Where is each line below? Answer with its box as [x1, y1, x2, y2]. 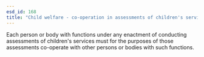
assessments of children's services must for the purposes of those [6, 37, 174, 44]
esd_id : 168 [6, 8, 36, 15]
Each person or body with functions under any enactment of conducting [6, 31, 187, 38]
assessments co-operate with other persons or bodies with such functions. [6, 43, 194, 51]
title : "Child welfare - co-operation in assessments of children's [6, 14, 183, 20]
